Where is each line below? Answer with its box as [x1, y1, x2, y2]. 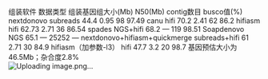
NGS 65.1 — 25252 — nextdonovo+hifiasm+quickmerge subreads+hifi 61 [8, 33, 250, 42]
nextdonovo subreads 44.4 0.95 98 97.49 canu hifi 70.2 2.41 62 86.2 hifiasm [8, 16, 261, 26]
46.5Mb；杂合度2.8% [8, 53, 80, 61]
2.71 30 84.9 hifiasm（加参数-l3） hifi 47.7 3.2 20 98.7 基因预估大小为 [8, 42, 238, 52]
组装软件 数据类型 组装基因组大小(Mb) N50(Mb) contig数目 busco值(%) [8, 7, 243, 16]
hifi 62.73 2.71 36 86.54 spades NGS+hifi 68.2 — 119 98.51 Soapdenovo [8, 25, 245, 34]
